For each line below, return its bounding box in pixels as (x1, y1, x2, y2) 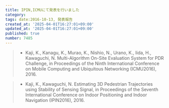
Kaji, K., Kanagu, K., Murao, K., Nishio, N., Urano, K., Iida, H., (25, 49, 152, 56)
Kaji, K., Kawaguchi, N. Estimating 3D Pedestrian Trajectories (25, 81, 153, 87)
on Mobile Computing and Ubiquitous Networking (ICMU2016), (25, 65, 157, 71)
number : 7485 (5, 36, 33, 41)
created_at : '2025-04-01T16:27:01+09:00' (5, 21, 94, 27)
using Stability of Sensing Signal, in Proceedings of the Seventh (25, 86, 158, 92)
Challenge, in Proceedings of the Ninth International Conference (25, 60, 160, 66)
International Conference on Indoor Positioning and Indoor (25, 92, 147, 98)
